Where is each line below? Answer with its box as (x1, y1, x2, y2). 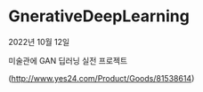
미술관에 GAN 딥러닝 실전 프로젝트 (8, 55, 128, 65)
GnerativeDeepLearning (8, 6, 191, 27)
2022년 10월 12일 (8, 36, 70, 47)
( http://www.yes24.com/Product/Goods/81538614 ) (8, 73, 195, 83)
